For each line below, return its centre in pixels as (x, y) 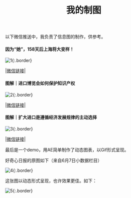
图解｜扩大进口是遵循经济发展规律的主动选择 (51, 117)
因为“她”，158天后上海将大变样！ (40, 49)
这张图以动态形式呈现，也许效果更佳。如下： (51, 180)
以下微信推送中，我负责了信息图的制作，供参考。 (55, 37)
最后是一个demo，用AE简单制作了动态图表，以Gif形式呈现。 (67, 149)
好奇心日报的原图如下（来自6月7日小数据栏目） (54, 160)
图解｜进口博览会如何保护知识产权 (40, 83)
